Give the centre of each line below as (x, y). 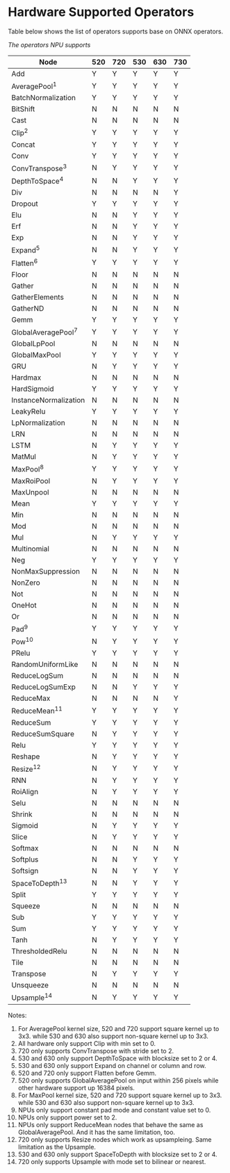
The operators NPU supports (49, 45)
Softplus (25, 859)
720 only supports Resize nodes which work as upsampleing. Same (115, 1139)
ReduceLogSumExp (43, 687)
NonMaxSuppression (46, 571)
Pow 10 (22, 641)
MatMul (24, 457)
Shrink (22, 814)
